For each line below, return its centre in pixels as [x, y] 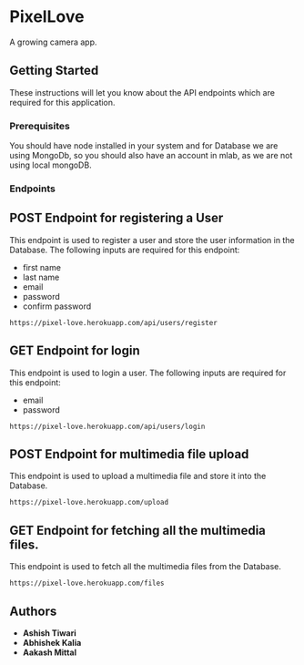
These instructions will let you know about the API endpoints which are [142, 92]
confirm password [57, 306]
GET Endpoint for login [75, 351]
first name [42, 267]
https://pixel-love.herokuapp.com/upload [89, 503]
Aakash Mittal [50, 652]
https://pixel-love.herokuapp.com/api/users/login [107, 426]
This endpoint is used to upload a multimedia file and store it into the [138, 476]
